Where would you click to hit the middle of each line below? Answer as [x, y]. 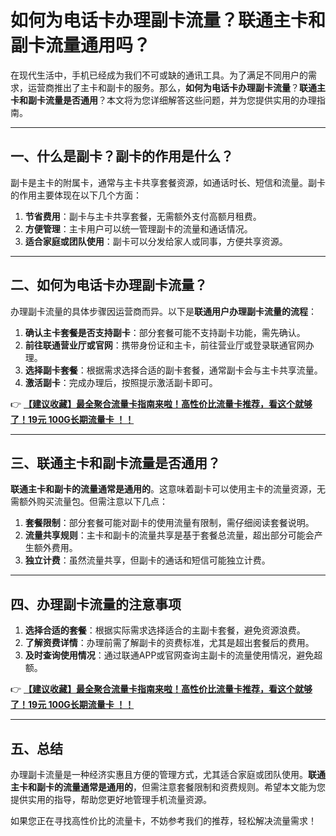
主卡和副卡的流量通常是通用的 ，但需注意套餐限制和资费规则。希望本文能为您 [168, 787]
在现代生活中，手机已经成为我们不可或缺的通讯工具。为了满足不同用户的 [159, 75]
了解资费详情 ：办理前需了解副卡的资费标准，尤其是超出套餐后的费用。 [169, 643]
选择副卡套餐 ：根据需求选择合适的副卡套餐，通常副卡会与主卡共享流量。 [173, 370]
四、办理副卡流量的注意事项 [96, 604]
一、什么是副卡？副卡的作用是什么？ [122, 156]
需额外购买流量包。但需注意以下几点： [89, 502]
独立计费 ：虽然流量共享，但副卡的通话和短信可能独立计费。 [147, 560]
